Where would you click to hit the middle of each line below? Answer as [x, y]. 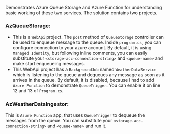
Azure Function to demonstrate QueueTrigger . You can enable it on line [87, 85]
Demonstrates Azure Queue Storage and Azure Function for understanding [84, 7]
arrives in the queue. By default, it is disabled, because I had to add [83, 80]
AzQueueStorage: [28, 26]
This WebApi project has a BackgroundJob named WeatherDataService [84, 69]
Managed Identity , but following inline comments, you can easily [80, 53]
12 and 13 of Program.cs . [38, 91]
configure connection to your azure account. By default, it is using [82, 48]
